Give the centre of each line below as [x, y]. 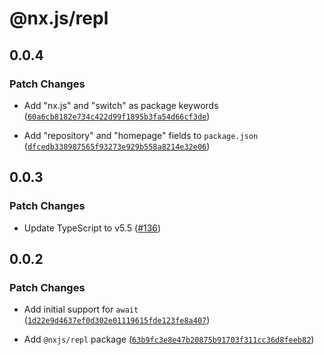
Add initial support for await [81, 309]
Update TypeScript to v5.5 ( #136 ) [92, 228]
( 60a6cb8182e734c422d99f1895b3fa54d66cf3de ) [117, 116]
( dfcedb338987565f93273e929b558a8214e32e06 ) [117, 146]
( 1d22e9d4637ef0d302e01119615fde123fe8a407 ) [117, 320]
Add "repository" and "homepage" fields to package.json [141, 135]
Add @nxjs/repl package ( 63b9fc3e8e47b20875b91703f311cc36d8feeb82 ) [169, 339]
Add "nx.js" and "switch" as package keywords [121, 105]
